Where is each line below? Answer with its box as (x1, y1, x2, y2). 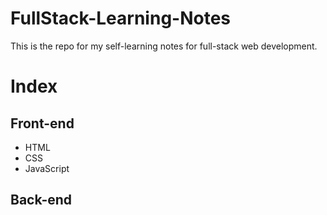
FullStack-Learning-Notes (10, 7, 232, 30)
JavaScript (24, 162, 70, 174)
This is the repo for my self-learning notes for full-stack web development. (10, 40, 318, 52)
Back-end (10, 192, 73, 209)
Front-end (10, 115, 75, 132)
